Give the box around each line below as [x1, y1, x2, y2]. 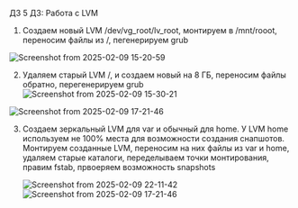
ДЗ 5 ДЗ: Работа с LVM [9, 8, 99, 18]
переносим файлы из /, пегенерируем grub [22, 35, 189, 45]
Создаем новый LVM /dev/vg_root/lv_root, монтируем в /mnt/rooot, [22, 25, 277, 35]
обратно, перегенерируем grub [22, 79, 144, 89]
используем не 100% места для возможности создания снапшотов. [22, 133, 285, 143]
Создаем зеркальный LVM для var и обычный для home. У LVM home [22, 123, 289, 134]
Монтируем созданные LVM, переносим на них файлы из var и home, [22, 143, 290, 153]
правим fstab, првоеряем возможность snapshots [22, 162, 216, 172]
